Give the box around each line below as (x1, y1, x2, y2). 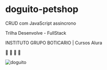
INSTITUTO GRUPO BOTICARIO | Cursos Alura (5, 39, 102, 46)
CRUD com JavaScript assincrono (5, 20, 76, 26)
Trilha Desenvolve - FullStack (5, 30, 66, 36)
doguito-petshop (5, 4, 79, 15)
